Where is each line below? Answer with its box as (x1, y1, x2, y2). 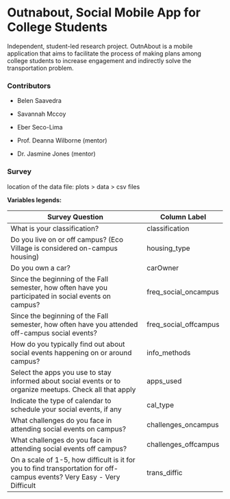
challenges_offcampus (146, 439, 220, 449)
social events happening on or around (10, 348, 132, 357)
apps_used (146, 376, 182, 385)
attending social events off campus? (10, 443, 127, 453)
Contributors (7, 81, 51, 90)
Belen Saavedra (16, 97, 62, 105)
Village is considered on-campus (10, 243, 118, 253)
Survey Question (47, 212, 104, 221)
